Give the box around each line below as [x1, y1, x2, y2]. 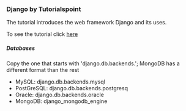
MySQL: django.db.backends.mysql [15, 78, 105, 85]
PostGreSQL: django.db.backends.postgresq [15, 85, 128, 92]
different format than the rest [6, 66, 80, 74]
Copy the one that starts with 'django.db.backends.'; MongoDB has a [6, 60, 180, 67]
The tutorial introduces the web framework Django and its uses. [6, 19, 167, 26]
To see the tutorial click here [6, 30, 78, 38]
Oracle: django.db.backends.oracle [15, 91, 104, 99]
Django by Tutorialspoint [6, 5, 81, 13]
